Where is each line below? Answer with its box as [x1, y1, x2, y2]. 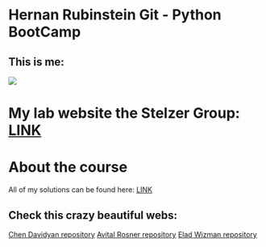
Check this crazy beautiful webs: [8, 208, 178, 222]
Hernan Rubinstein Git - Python [8, 6, 222, 24]
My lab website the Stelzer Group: [8, 104, 240, 123]
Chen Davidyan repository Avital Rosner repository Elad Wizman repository [8, 229, 258, 239]
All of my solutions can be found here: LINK [8, 185, 153, 195]
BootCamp [8, 23, 81, 41]
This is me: [8, 55, 64, 69]
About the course [8, 158, 127, 177]
